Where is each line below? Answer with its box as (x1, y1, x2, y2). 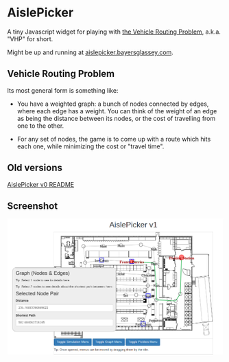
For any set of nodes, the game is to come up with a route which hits (16, 135, 211, 143)
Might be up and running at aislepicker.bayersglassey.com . (7, 48, 173, 56)
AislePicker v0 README (7, 180, 75, 188)
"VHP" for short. (7, 34, 53, 43)
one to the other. (16, 122, 64, 130)
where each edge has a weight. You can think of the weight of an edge (16, 106, 217, 115)
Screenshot (7, 200, 58, 212)
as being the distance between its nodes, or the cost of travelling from (16, 114, 216, 122)
